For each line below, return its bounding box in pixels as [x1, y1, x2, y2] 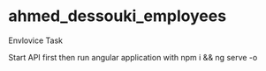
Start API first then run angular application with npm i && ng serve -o [8, 52, 258, 62]
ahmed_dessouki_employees [8, 6, 227, 26]
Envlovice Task [8, 35, 64, 46]
